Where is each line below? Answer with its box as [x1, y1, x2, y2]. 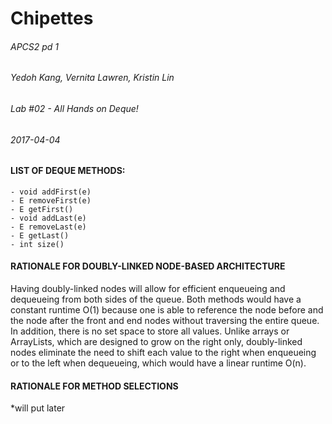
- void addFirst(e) [10, 187, 92, 197]
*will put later [10, 402, 66, 414]
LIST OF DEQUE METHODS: [10, 165, 126, 177]
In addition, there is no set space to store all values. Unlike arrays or [10, 325, 290, 337]
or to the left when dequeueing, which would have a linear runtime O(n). [10, 357, 307, 369]
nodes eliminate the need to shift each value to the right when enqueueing [10, 347, 317, 359]
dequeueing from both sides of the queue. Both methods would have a [10, 293, 302, 306]
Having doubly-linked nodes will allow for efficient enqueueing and [10, 283, 286, 295]
